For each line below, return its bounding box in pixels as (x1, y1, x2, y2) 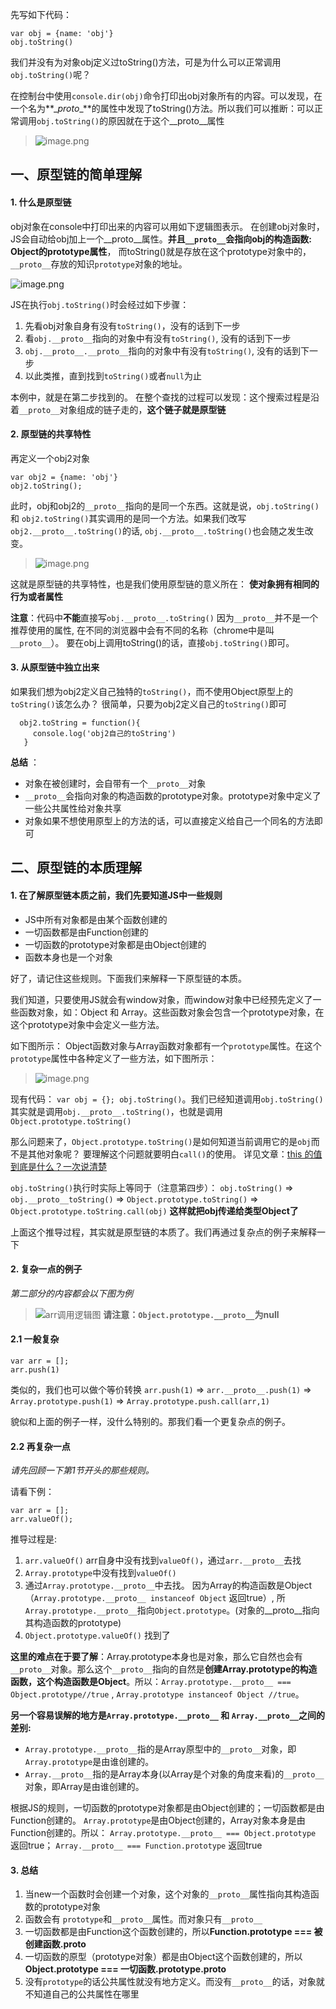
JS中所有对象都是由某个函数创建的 (24, 913, 168, 925)
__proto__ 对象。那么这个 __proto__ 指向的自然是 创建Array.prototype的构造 (10, 1663, 318, 1675)
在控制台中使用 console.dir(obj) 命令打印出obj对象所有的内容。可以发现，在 (10, 90, 323, 102)
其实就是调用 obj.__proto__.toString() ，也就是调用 (10, 1105, 223, 1117)
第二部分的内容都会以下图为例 (10, 1287, 133, 1299)
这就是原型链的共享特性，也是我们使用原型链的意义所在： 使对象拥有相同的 (10, 578, 320, 590)
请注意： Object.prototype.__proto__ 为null (103, 1308, 280, 1320)
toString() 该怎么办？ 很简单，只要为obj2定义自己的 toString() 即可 (10, 698, 288, 710)
